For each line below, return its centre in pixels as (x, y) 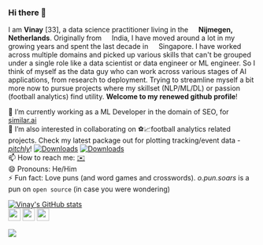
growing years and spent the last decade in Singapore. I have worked (125, 46)
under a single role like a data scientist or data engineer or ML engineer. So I (132, 63)
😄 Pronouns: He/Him (43, 169)
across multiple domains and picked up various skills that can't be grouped (130, 55)
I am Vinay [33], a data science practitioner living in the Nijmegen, (120, 30)
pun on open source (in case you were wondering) (89, 189)
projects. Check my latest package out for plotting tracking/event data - (124, 140)
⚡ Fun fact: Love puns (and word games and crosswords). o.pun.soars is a (129, 178)
